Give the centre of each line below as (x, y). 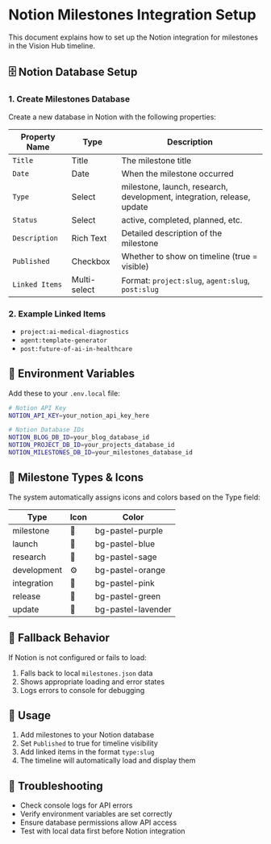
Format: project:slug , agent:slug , (186, 280)
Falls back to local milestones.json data (86, 673)
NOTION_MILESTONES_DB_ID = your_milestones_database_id (101, 453)
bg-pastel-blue (125, 544)
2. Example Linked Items (57, 314)
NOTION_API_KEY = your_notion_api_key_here (79, 416)
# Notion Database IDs (46, 430)
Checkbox (91, 261)
